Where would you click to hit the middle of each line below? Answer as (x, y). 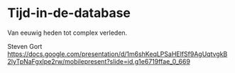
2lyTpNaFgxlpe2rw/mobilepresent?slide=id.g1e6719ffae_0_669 (99, 61)
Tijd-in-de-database (69, 13)
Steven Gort (25, 46)
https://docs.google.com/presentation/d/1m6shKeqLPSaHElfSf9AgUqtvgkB (117, 54)
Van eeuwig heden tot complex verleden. (67, 33)
